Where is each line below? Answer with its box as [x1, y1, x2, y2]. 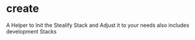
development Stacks [6, 27, 57, 35]
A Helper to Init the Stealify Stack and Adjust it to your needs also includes [6, 21, 190, 29]
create [6, 2, 39, 16]
